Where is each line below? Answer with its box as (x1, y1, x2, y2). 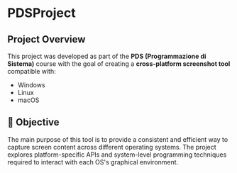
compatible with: (7, 67, 56, 75)
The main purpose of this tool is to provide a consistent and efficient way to (7, 135, 228, 143)
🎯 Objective (7, 116, 60, 128)
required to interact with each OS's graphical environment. (7, 157, 179, 166)
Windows (17, 81, 45, 89)
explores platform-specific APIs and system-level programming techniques (7, 150, 227, 159)
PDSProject (7, 5, 76, 21)
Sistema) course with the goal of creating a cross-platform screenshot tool (7, 60, 231, 68)
